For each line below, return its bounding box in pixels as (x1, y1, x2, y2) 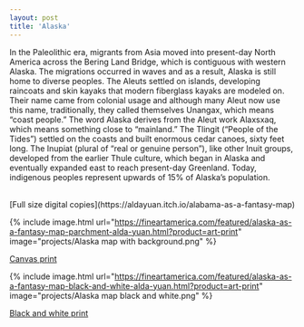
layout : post (9, 13, 59, 23)
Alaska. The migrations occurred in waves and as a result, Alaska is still (9, 65, 277, 77)
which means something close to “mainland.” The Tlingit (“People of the (9, 123, 279, 134)
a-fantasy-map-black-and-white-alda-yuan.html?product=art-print (9, 280, 260, 291)
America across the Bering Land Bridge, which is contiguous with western (9, 56, 286, 67)
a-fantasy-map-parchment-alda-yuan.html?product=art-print (9, 226, 239, 236)
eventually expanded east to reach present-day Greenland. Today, (9, 162, 257, 173)
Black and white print (9, 307, 89, 318)
